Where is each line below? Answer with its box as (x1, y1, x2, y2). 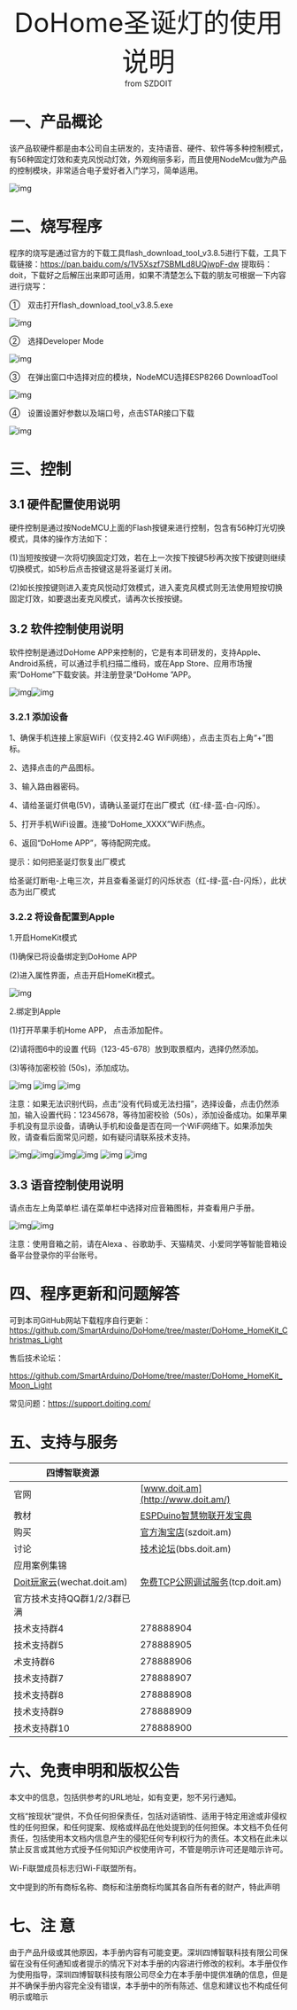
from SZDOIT (124, 78, 173, 89)
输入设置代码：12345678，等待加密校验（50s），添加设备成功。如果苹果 (24, 1110, 287, 1120)
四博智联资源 (45, 1467, 100, 1479)
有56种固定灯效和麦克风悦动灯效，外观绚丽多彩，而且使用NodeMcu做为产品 (9, 153, 287, 164)
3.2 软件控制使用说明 (9, 621, 124, 637)
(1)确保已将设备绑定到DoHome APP (9, 951, 138, 962)
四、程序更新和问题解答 (9, 1284, 180, 1305)
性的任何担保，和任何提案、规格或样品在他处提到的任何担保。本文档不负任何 (9, 1821, 288, 1832)
